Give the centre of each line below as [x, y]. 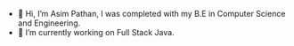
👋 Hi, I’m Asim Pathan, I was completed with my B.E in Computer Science [151, 14]
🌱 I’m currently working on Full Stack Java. [96, 32]
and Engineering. [49, 23]
